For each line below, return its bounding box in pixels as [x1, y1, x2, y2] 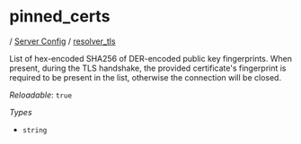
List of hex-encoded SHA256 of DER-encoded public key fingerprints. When [9, 53, 292, 64]
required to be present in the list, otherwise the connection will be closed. [9, 72, 281, 82]
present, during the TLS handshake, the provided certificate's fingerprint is [9, 63, 287, 73]
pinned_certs [9, 6, 111, 27]
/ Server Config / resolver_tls [9, 36, 116, 47]
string [22, 125, 48, 135]
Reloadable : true [9, 89, 73, 100]
